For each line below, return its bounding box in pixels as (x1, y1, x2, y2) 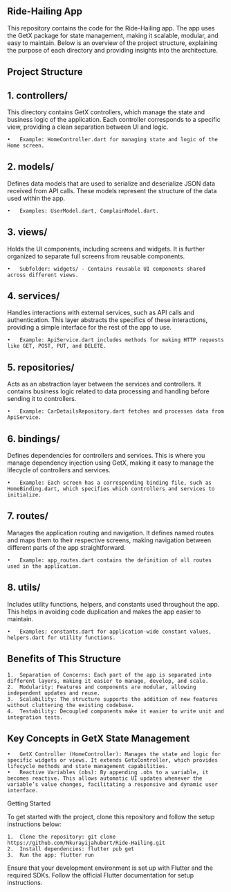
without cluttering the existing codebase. (7, 702, 135, 708)
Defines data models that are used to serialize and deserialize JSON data (7, 179, 216, 188)
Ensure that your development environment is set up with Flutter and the (7, 864, 213, 872)
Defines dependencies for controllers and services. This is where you (7, 452, 205, 460)
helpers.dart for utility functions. (7, 634, 116, 641)
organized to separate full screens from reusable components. (7, 252, 185, 260)
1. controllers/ (7, 89, 68, 101)
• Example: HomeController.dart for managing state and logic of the (7, 136, 218, 143)
